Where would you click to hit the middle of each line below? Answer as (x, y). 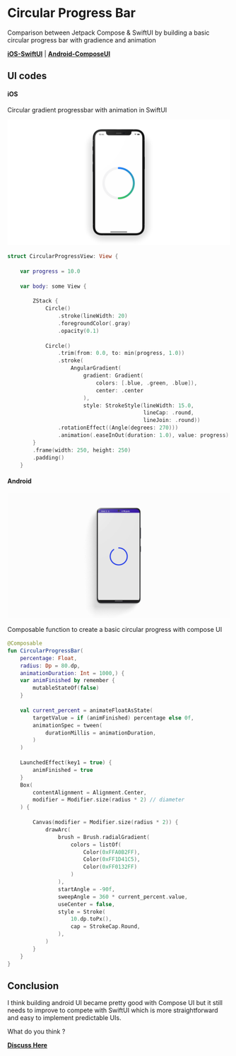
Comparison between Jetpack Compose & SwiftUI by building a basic (108, 33)
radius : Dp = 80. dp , (50, 666)
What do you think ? (36, 1032)
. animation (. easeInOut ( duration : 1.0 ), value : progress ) (143, 435)
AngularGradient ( (96, 368)
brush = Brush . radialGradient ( (104, 837)
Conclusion (33, 986)
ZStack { (46, 301)
